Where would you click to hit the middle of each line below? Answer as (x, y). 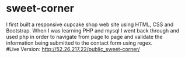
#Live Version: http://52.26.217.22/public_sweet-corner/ (73, 49)
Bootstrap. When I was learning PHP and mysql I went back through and (93, 30)
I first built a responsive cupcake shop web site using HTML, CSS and (90, 24)
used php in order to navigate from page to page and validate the (84, 37)
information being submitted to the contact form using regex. (79, 43)
